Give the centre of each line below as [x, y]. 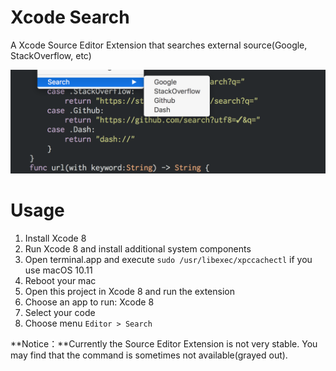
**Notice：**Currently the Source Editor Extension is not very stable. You [164, 344]
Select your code [60, 313]
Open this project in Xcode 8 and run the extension [129, 292]
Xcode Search [70, 17]
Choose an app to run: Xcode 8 [89, 302]
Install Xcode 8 [55, 238]
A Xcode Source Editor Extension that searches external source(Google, [159, 45]
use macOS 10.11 [58, 270]
